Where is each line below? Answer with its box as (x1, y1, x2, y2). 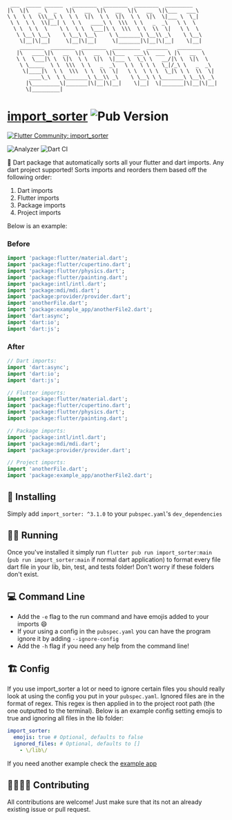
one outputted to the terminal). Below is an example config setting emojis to (7, 707, 222, 715)
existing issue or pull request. (7, 805, 91, 813)
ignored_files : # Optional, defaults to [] (13, 740, 140, 747)
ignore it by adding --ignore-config (17, 635, 119, 643)
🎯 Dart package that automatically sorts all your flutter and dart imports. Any (7, 158, 224, 167)
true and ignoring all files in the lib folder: (7, 714, 124, 723)
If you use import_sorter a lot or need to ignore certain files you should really (7, 684, 225, 693)
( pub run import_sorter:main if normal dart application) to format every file (7, 555, 221, 563)
